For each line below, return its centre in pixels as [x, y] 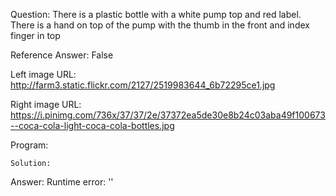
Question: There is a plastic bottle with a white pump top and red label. [156, 14]
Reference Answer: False [62, 55]
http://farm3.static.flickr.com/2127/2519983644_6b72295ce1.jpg [143, 85]
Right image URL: [46, 104]
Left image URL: [43, 74]
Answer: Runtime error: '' [62, 182]
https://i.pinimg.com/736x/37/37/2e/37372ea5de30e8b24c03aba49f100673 [168, 115]
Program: [29, 145]
